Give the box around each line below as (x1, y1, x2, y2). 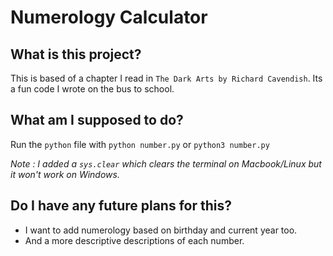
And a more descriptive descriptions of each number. (24, 234, 245, 246)
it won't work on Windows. (10, 168, 120, 180)
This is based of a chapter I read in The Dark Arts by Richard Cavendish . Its (10, 72, 323, 84)
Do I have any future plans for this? (10, 197, 232, 215)
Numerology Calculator (10, 6, 208, 29)
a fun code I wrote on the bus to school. (10, 83, 175, 95)
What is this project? (10, 46, 142, 63)
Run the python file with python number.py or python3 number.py (10, 138, 270, 150)
